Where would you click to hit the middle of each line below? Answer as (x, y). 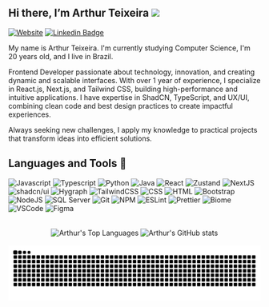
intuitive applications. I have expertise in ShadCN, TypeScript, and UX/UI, (129, 97)
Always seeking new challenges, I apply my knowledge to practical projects (133, 130)
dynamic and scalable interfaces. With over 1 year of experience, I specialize (134, 80)
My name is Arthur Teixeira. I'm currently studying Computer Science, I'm (129, 48)
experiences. (30, 114)
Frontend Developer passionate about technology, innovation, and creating (131, 72)
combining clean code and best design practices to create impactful (121, 106)
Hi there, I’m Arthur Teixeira (79, 13)
